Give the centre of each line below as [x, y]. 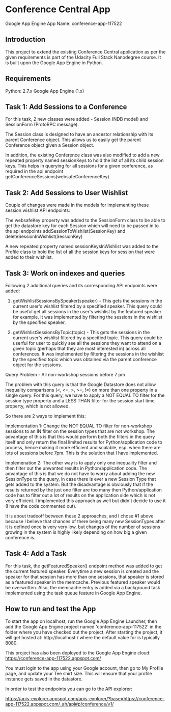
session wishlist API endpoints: [38, 210]
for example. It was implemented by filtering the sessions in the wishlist [88, 317]
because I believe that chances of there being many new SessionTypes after [85, 521]
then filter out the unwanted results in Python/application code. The [76, 468]
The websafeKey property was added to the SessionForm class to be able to [85, 221]
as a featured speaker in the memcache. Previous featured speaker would [83, 582]
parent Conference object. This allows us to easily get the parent [73, 140]
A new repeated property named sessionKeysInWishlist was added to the [82, 247]
